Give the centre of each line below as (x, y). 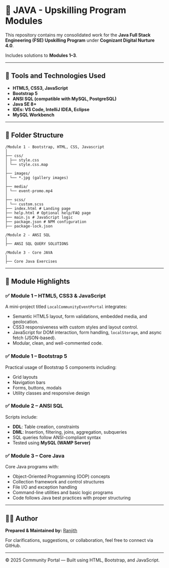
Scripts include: (21, 417)
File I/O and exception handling (45, 487)
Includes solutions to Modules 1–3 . (41, 55)
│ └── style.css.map (27, 165)
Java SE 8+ (24, 104)
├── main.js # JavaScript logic (39, 217)
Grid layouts (25, 377)
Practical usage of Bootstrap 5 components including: (61, 367)
